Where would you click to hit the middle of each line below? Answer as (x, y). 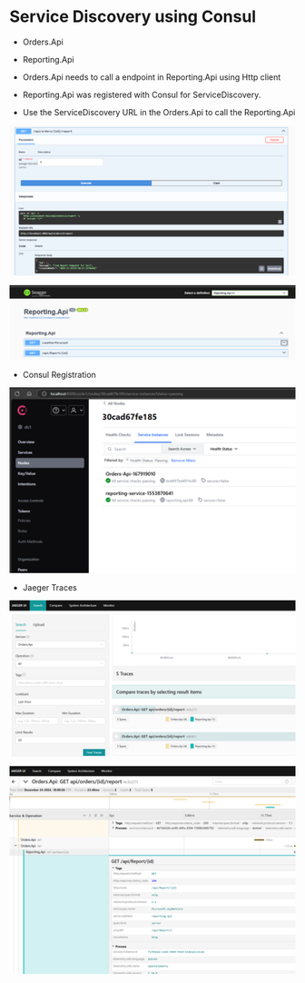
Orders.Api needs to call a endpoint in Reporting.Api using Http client (152, 77)
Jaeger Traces (49, 588)
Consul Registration (59, 374)
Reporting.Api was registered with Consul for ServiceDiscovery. (142, 94)
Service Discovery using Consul (133, 17)
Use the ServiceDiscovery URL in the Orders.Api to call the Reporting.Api (159, 112)
